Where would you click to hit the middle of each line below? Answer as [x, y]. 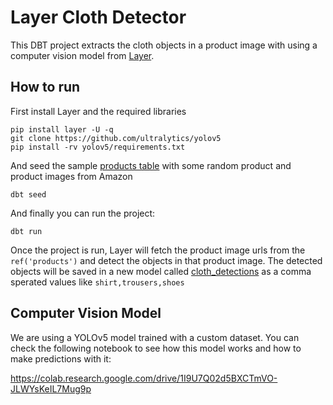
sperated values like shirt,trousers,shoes [97, 282]
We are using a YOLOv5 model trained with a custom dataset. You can [155, 337]
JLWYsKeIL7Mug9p [51, 388]
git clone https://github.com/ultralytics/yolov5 [116, 138]
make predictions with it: [61, 358]
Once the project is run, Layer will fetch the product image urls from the [158, 250]
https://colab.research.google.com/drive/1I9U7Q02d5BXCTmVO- [144, 378]
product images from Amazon [71, 176]
